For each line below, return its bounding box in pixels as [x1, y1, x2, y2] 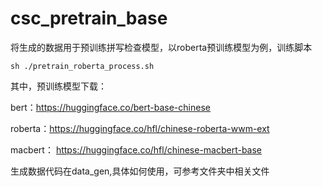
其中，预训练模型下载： [10, 80, 107, 92]
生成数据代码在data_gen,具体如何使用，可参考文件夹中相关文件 [10, 165, 270, 177]
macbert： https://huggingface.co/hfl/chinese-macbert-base [10, 143, 263, 156]
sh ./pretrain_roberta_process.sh [10, 61, 155, 71]
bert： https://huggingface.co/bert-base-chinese [10, 101, 211, 113]
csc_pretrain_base [10, 7, 168, 30]
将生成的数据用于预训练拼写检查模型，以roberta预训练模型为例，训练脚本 [10, 41, 313, 53]
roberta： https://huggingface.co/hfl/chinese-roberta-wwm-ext [10, 122, 270, 134]
